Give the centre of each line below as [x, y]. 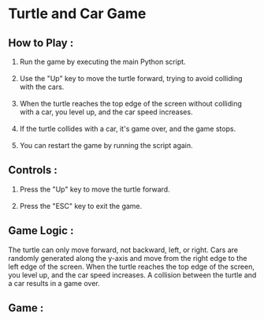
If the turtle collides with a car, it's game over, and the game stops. [128, 128]
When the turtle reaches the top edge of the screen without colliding [131, 104]
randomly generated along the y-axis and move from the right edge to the [128, 258]
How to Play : [41, 43]
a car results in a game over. [54, 283]
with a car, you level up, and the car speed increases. [106, 112]
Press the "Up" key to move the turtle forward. [95, 189]
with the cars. [42, 87]
